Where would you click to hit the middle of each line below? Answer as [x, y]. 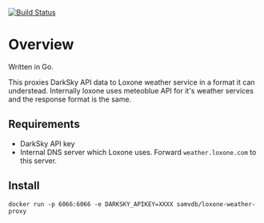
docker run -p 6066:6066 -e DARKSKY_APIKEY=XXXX [91, 204]
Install [24, 186]
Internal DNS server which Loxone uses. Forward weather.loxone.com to [138, 152]
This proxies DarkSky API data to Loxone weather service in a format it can [132, 82]
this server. [38, 161]
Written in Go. [31, 66]
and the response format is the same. [70, 99]
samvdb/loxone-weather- [216, 204]
